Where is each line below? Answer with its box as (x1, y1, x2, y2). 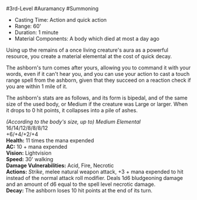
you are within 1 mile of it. (6, 83, 67, 90)
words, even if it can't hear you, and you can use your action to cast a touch (6, 71, 190, 77)
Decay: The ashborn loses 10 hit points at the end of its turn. (6, 187, 152, 194)
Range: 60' (14, 23, 42, 29)
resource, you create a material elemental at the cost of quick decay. (6, 53, 172, 59)
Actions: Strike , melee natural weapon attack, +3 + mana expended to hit (6, 168, 184, 175)
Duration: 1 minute (14, 29, 59, 36)
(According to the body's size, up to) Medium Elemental (6, 118, 141, 125)
